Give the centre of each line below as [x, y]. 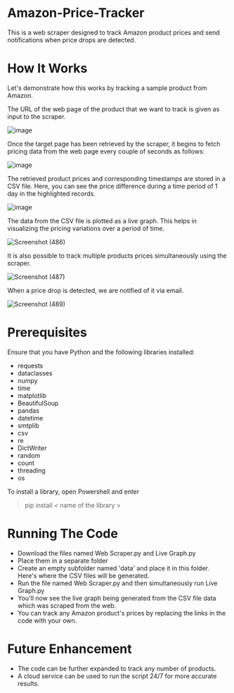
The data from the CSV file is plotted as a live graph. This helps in [102, 220]
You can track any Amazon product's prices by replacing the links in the [122, 613]
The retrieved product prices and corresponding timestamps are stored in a [117, 178]
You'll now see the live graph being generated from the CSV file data [117, 598]
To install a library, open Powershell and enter [73, 492]
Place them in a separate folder [63, 561]
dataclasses [35, 373]
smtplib [28, 425]
